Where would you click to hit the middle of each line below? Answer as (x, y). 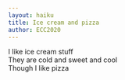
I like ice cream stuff (41, 52)
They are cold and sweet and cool (63, 60)
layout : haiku (31, 15)
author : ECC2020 (34, 30)
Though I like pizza (39, 68)
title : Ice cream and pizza (54, 23)
